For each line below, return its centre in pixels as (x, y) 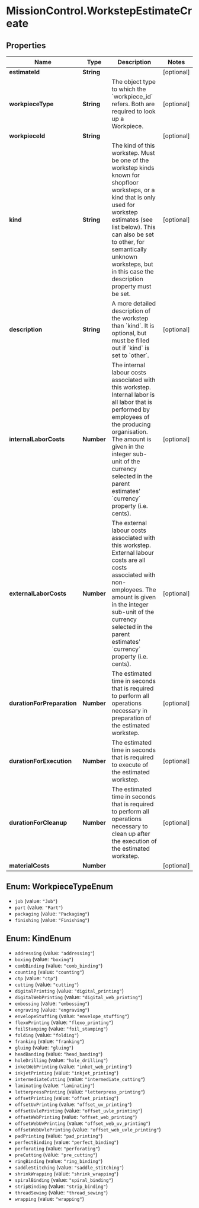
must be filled (131, 341)
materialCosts (29, 866)
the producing (131, 424)
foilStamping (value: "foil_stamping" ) (61, 1028)
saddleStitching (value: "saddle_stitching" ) (69, 1167)
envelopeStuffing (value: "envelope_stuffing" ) (72, 1016)
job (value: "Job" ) (36, 901)
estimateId (25, 72)
